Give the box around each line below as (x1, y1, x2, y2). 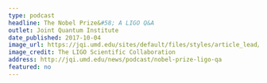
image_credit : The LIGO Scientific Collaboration (8, 48, 176, 56)
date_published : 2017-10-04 (8, 33, 102, 42)
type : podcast (8, 11, 56, 20)
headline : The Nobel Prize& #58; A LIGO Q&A (8, 19, 155, 27)
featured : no (8, 63, 52, 71)
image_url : (8, 41, 44, 49)
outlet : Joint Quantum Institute (8, 26, 119, 34)
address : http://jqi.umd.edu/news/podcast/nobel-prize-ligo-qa (8, 56, 222, 64)
